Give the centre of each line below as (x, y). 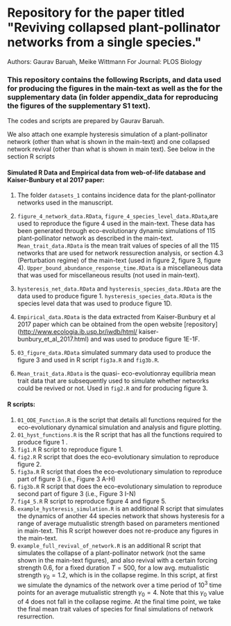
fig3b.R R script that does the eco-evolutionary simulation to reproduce (120, 486)
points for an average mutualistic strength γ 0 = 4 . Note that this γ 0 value (120, 593)
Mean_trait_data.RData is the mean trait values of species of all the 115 (118, 246)
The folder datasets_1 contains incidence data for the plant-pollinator (117, 195)
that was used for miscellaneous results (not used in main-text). (108, 275)
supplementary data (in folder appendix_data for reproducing (113, 97)
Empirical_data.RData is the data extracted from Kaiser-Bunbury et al (117, 317)
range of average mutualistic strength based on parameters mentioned (118, 523)
